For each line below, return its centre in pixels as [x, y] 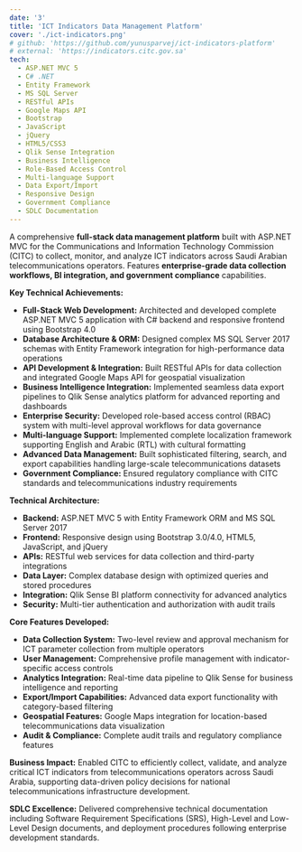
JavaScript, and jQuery [65, 547]
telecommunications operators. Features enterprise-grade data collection [148, 265]
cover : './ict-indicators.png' [68, 34]
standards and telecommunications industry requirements [129, 482]
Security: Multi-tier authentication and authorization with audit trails [149, 604]
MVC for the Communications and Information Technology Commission [142, 246]
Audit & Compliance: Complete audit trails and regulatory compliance [152, 735]
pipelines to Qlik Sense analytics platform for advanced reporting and [151, 396]
